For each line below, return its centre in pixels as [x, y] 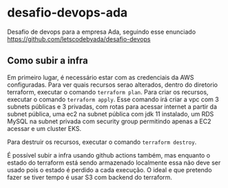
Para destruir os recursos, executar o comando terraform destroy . [102, 142]
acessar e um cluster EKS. [44, 128]
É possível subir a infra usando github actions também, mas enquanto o [109, 155]
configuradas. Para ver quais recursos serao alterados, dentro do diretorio [113, 85]
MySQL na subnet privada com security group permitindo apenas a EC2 [109, 121]
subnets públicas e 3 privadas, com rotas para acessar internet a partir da [112, 106]
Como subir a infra [48, 61]
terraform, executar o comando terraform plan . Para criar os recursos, [108, 92]
